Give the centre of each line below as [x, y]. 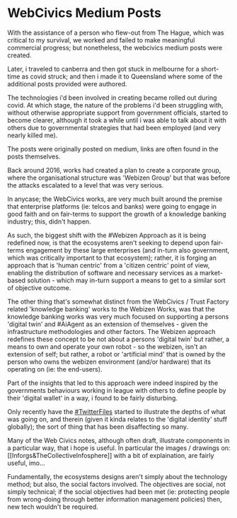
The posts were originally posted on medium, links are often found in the [113, 149]
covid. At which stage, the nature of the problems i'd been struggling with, [116, 105]
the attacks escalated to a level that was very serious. [86, 185]
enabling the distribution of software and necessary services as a [103, 272]
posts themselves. [34, 156]
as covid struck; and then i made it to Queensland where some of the [122, 76]
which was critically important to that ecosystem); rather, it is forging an [112, 258]
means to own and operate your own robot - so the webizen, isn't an [107, 346]
